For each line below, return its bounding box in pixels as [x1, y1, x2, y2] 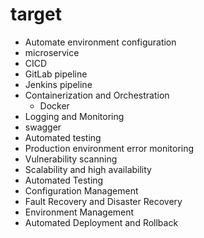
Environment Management [24, 206, 135, 218]
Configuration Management [24, 184, 139, 197]
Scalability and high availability [24, 163, 152, 175]
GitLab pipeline [24, 68, 88, 80]
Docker [39, 99, 70, 112]
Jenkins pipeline [24, 78, 93, 90]
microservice [24, 46, 80, 58]
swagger [24, 121, 62, 133]
